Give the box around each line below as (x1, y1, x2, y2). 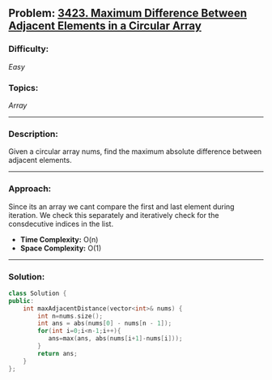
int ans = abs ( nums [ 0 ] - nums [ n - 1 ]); (37, 319, 172, 327)
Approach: (8, 183, 52, 194)
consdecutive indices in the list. (8, 219, 114, 228)
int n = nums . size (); (37, 312, 104, 320)
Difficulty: (8, 44, 49, 55)
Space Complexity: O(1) (19, 243, 102, 253)
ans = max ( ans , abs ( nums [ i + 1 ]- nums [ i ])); (48, 335, 183, 343)
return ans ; (37, 349, 79, 357)
